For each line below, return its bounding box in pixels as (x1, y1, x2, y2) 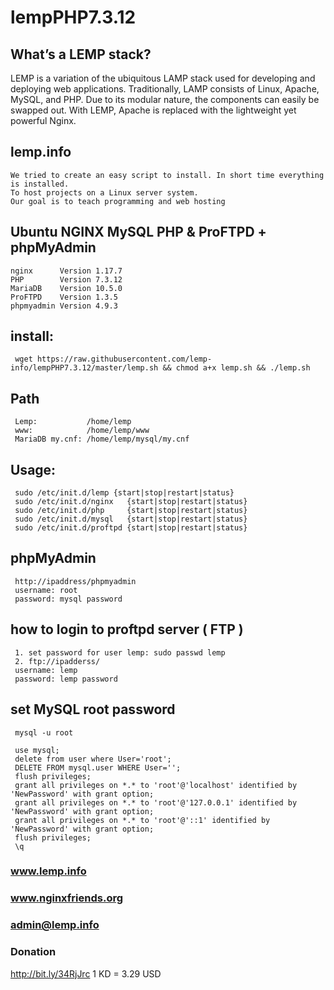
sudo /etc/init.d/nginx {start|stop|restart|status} (14, 497, 248, 507)
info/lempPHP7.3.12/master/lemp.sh (10, 363, 159, 373)
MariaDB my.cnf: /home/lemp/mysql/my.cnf (14, 434, 190, 445)
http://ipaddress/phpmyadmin (14, 576, 137, 586)
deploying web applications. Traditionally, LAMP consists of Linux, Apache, (10, 83, 320, 95)
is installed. (10, 179, 70, 189)
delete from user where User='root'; (14, 754, 172, 764)
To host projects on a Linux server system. (10, 187, 199, 198)
